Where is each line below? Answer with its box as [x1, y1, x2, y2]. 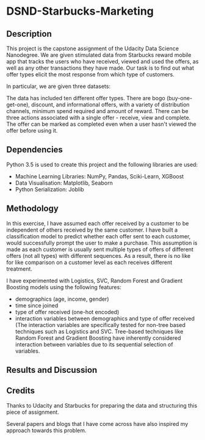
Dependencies [6, 145, 63, 155]
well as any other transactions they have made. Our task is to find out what [6, 64, 194, 71]
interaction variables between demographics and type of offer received [15, 315, 195, 322]
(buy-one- [167, 95, 193, 101]
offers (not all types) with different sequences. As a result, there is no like [6, 252, 191, 259]
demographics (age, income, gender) [15, 295, 109, 302]
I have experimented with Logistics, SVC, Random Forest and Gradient [6, 277, 183, 284]
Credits [6, 386, 35, 396]
